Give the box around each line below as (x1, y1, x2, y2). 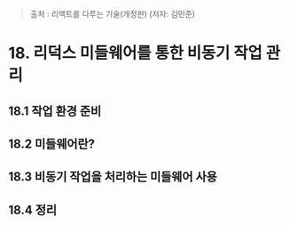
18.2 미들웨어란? (8, 136, 95, 151)
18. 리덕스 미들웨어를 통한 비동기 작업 (8, 44, 263, 63)
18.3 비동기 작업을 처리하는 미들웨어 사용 (8, 169, 218, 185)
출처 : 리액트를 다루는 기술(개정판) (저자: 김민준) (29, 9, 196, 19)
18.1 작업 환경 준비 (8, 103, 102, 118)
